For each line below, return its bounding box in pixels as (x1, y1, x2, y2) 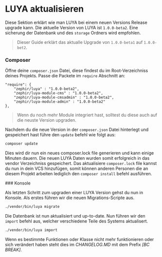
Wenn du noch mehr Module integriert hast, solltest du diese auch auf (17, 112, 157, 118)
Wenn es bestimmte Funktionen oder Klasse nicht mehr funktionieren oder (5, 236, 154, 242)
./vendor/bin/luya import (5, 227, 57, 232)
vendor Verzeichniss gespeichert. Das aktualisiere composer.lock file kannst (5, 161, 157, 166)
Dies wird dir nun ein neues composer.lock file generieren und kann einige (5, 150, 154, 156)
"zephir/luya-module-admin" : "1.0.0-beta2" (14, 99, 106, 104)
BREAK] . (5, 247, 22, 253)
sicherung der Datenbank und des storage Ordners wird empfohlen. (5, 30, 141, 36)
